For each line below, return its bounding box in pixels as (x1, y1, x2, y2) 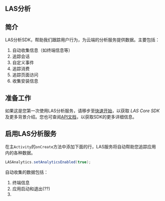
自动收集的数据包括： (5, 169, 48, 175)
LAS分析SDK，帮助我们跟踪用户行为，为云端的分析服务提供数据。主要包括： (5, 37, 160, 43)
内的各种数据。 (5, 149, 35, 156)
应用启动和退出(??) (12, 186, 51, 192)
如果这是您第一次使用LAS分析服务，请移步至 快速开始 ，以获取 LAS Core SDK (5, 108, 160, 114)
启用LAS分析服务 (5, 130, 56, 138)
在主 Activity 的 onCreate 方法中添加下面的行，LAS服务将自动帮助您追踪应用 (5, 144, 156, 149)
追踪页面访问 (12, 72, 38, 78)
